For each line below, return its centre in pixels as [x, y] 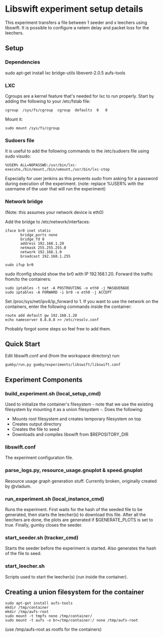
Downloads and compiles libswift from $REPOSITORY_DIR [70, 434]
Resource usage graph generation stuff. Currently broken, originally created [81, 481]
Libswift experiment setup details [74, 9]
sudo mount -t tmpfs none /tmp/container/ [49, 616]
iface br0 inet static [28, 230]
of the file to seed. [23, 554]
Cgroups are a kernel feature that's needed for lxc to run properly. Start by [80, 96]
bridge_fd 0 [32, 239]
